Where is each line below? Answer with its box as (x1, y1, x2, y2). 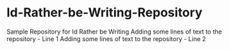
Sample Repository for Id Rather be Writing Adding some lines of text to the (6, 27, 222, 36)
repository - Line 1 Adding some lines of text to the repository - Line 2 (6, 34, 207, 42)
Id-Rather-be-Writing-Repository (6, 5, 203, 21)
